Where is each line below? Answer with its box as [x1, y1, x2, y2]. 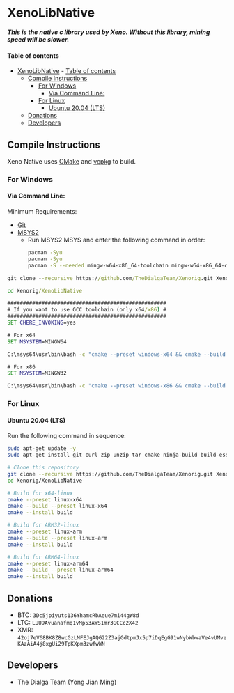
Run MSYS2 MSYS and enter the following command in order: [27, 235, 205, 244]
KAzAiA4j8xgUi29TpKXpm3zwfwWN [17, 641, 106, 648]
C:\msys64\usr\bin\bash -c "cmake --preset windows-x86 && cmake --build [7, 382, 226, 389]
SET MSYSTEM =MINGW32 [7, 370, 68, 377]
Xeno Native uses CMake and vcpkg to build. [7, 157, 136, 165]
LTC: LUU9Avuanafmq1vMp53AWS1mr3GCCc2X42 [17, 618, 139, 627]
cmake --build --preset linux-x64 [7, 503, 108, 510]
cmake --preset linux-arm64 [7, 560, 89, 567]
